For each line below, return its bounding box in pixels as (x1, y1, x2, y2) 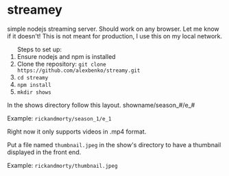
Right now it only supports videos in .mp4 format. (7, 127, 147, 136)
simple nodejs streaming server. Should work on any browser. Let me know (7, 25, 219, 33)
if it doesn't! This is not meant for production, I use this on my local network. (7, 32, 223, 40)
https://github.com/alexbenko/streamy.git (16, 67, 141, 74)
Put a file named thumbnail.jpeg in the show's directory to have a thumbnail (7, 140, 221, 149)
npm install (16, 81, 51, 88)
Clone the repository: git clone (16, 60, 106, 68)
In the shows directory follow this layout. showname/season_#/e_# (7, 101, 195, 109)
